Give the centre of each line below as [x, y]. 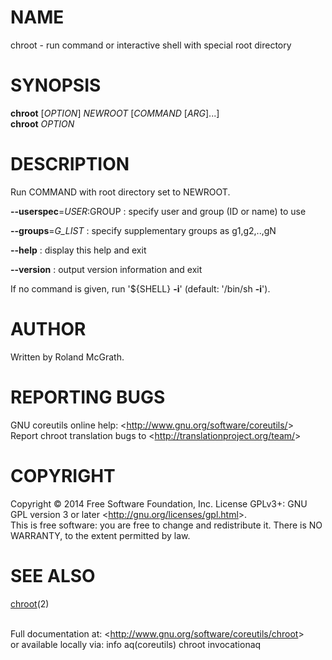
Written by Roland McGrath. [67, 357]
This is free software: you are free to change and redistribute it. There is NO [166, 525]
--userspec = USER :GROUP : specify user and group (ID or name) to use [158, 211]
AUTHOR [48, 329]
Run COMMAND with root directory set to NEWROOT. [120, 192]
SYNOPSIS [56, 85]
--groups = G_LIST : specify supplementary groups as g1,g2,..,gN [143, 230]
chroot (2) [30, 603]
